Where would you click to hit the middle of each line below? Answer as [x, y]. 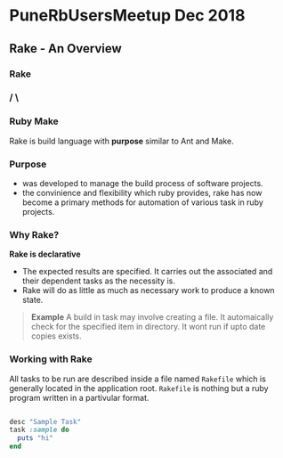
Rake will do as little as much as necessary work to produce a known [148, 290]
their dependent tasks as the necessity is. [98, 281]
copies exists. [56, 336]
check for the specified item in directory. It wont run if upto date [148, 327]
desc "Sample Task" [45, 421]
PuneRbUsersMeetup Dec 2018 [127, 16]
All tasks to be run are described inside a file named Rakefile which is [138, 379]
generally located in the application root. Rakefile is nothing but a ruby [139, 388]
